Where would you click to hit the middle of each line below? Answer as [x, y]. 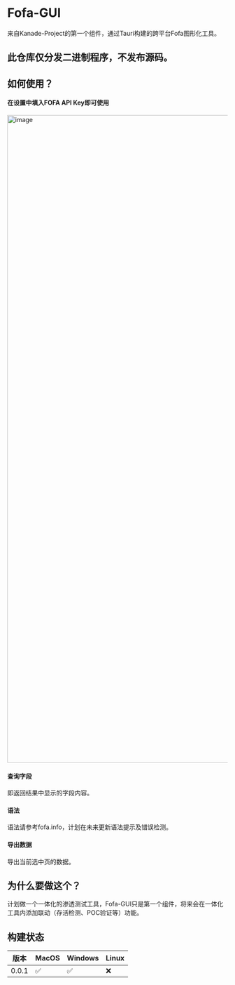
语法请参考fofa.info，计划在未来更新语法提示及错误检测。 [90, 827]
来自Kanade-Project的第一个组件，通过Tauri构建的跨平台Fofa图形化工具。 [114, 33]
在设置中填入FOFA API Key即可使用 [58, 103]
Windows [83, 958]
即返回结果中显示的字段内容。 [50, 793]
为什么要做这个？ [44, 886]
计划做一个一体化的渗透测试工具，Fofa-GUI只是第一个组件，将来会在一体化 [115, 904]
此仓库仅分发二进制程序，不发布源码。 [90, 58]
